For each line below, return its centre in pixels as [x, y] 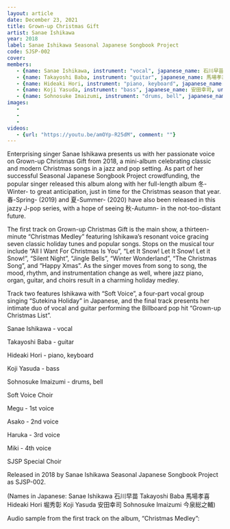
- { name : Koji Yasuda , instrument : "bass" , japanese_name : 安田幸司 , [115, 90]
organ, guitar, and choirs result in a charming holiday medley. [93, 280]
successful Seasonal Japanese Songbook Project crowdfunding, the [104, 176]
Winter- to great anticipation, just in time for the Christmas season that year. [114, 192]
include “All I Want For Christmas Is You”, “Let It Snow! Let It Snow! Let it [109, 251]
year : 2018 [23, 39]
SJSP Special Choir [34, 462]
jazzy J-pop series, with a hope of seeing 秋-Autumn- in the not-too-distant [114, 208]
